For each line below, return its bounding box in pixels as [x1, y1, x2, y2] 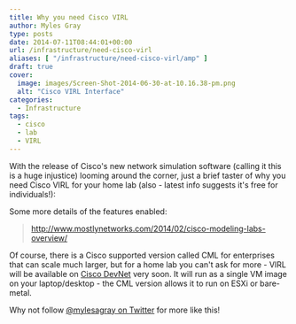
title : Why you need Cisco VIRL [9, 12, 129, 22]
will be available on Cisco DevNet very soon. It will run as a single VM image [9, 268, 288, 279]
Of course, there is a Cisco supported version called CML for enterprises [9, 250, 275, 260]
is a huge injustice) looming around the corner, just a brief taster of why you [9, 170, 286, 181]
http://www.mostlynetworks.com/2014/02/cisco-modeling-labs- [30, 223, 266, 234]
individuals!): [9, 189, 56, 199]
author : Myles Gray [9, 21, 82, 30]
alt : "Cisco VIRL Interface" [17, 87, 125, 96]
